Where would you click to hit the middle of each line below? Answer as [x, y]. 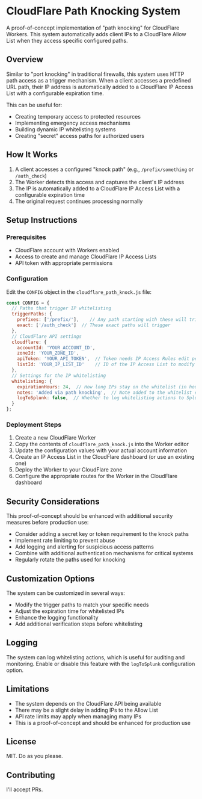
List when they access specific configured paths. [67, 40]
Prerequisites [26, 237]
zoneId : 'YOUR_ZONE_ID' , [48, 353]
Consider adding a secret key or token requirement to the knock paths [102, 534]
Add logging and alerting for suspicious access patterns [84, 547]
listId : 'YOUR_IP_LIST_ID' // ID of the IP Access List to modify [106, 365]
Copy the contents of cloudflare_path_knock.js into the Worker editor [102, 444]
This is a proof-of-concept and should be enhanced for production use [103, 723]
